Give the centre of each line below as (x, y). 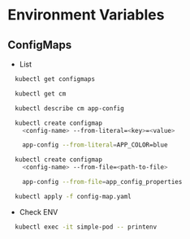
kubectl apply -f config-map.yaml (73, 196)
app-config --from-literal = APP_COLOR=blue (95, 145)
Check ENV (39, 211)
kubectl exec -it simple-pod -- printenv (86, 227)
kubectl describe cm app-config (70, 108)
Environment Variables (86, 15)
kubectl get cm (41, 94)
